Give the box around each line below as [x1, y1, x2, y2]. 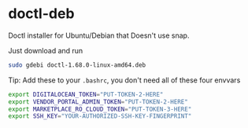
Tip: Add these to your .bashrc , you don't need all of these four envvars [8, 75, 241, 85]
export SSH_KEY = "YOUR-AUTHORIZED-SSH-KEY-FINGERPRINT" [8, 112, 192, 120]
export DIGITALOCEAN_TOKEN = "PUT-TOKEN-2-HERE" [8, 90, 164, 98]
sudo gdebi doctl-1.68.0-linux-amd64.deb [8, 60, 146, 69]
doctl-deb [8, 5, 75, 23]
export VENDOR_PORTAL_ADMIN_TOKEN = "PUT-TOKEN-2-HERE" [8, 97, 189, 106]
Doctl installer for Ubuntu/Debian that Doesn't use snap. [8, 31, 190, 40]
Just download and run [8, 46, 83, 55]
